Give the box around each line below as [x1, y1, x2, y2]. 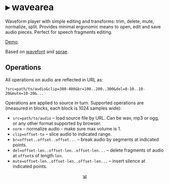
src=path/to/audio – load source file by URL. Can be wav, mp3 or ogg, [12, 115, 159, 121]
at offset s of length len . [12, 152, 63, 158]
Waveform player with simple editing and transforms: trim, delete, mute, [5, 18, 154, 24]
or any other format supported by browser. [12, 120, 102, 126]
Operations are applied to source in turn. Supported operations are [5, 100, 144, 106]
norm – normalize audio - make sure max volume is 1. [12, 125, 122, 131]
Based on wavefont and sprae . [5, 49, 69, 55]
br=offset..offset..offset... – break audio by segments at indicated [12, 136, 159, 143]
